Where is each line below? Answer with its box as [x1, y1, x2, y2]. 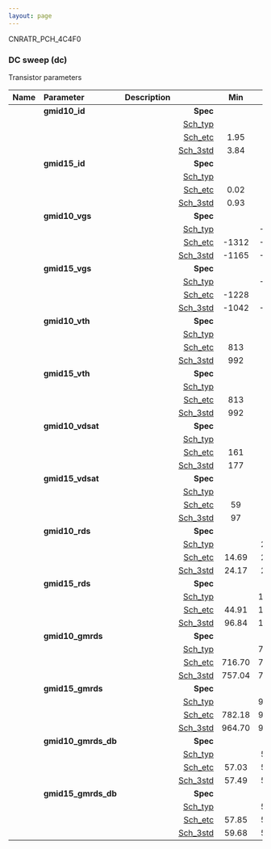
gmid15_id [43, 158, 85, 169]
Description [124, 91, 171, 103]
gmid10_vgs [43, 210, 92, 221]
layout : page [8, 11, 52, 20]
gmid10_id [43, 105, 85, 116]
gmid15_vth [43, 368, 90, 379]
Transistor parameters [8, 72, 82, 82]
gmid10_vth [43, 315, 90, 326]
